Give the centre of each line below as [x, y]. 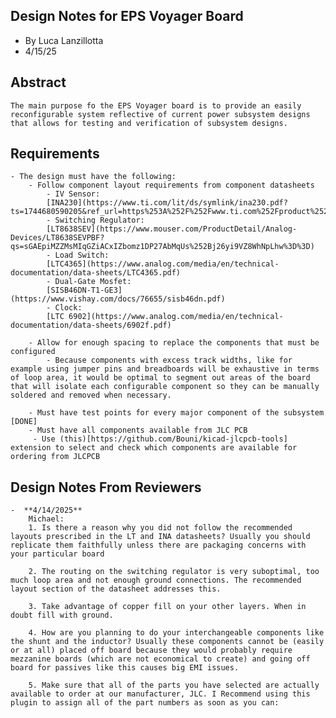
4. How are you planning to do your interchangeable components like [176, 633]
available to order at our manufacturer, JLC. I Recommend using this [160, 694]
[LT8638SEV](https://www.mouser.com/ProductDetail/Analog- [172, 229]
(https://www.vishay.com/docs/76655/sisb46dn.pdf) [118, 299]
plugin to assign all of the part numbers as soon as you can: [145, 703]
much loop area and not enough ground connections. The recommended [156, 580]
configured [33, 352]
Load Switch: [82, 255]
